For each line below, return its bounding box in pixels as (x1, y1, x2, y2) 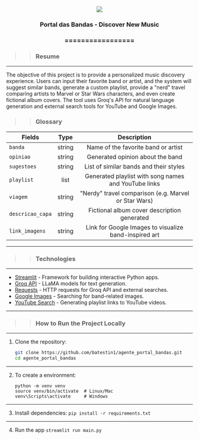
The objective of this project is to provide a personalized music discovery (6, 71, 185, 78)
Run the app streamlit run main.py (14, 426, 102, 433)
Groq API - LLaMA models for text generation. (14, 279, 127, 287)
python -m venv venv (14, 383, 66, 389)
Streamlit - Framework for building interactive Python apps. (14, 273, 160, 281)
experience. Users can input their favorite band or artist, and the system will (6, 78, 191, 85)
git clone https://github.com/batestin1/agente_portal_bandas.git (14, 350, 182, 356)
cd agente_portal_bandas (14, 355, 76, 361)
